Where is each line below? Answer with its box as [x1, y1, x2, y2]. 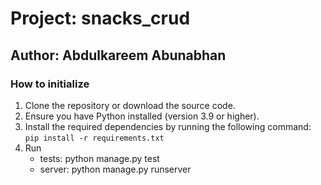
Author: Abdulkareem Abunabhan [10, 47, 227, 64]
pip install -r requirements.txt [24, 133, 165, 143]
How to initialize [10, 77, 90, 91]
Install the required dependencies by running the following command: [24, 120, 312, 132]
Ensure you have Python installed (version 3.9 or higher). [24, 110, 260, 122]
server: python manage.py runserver [39, 163, 192, 175]
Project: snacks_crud [10, 7, 191, 30]
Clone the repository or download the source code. [24, 99, 236, 111]
